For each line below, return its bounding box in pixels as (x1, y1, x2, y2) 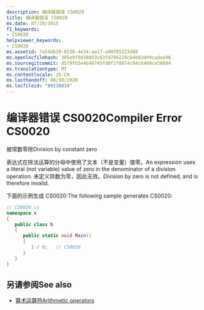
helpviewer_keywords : (6, 37, 62, 43)
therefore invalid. (6, 179, 50, 186)
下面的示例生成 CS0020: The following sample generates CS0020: (6, 192, 173, 199)
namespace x (6, 210, 37, 216)
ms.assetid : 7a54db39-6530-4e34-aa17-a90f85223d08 (6, 49, 138, 55)
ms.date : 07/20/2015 (6, 20, 59, 26)
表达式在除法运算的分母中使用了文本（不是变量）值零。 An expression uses (6, 158, 196, 166)
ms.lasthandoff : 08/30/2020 (6, 77, 78, 83)
